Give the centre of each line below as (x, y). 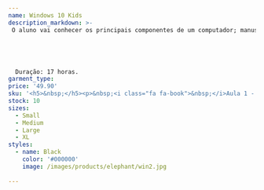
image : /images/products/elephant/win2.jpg (95, 166)
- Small (28, 115)
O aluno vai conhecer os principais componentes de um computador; (124, 30)
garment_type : (31, 79)
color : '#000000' (51, 159)
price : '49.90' (33, 86)
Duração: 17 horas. (47, 71)
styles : (21, 145)
